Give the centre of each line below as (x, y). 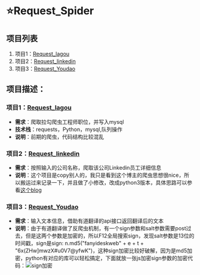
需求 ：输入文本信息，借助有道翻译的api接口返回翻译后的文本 (89, 221)
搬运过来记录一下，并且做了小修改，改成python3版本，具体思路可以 (104, 182)
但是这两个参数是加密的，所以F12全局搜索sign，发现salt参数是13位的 (110, 236)
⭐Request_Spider (50, 11)
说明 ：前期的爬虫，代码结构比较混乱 (59, 136)
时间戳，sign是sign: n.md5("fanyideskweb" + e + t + (79, 243)
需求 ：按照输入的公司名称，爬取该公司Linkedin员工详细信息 (88, 167)
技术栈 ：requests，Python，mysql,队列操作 (69, 129)
